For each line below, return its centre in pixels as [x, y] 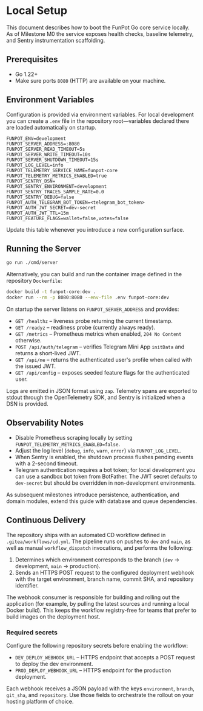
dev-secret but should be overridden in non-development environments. [105, 483]
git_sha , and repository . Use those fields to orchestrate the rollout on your [100, 695]
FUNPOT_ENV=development [36, 138]
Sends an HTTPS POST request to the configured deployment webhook [105, 572]
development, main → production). [58, 566]
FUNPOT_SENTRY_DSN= [31, 181]
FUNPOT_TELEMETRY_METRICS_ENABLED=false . [67, 444]
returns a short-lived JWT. [48, 353]
